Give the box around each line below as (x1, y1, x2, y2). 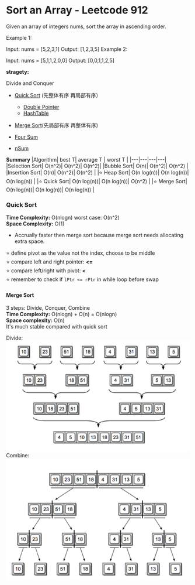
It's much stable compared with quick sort (6, 323, 108, 330)
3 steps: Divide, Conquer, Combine (6, 305, 90, 312)
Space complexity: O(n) (6, 317, 65, 324)
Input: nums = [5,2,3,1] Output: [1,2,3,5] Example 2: (6, 45, 128, 53)
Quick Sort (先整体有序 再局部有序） (14, 91, 102, 98)
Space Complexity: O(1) (6, 220, 65, 227)
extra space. (14, 238, 45, 245)
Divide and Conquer (6, 80, 54, 87)
